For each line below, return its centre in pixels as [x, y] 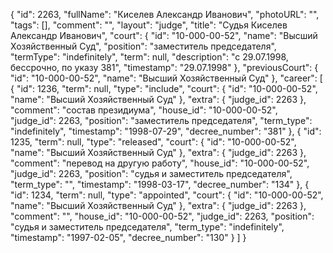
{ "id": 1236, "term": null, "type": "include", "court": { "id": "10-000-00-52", [164, 88]
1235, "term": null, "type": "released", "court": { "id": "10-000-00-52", [153, 142]
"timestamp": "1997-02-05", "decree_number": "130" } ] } [128, 237]
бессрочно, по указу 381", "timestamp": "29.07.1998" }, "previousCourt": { [164, 67]
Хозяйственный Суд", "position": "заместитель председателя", [143, 46]
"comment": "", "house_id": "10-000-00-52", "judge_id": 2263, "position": [162, 216]
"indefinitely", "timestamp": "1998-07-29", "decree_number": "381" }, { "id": [166, 131]
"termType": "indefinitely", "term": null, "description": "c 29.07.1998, [149, 57]
